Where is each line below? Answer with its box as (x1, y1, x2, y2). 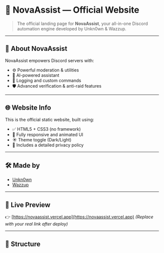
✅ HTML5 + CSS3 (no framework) (12, 126, 81, 132)
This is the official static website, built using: (5, 116, 94, 122)
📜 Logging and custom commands (12, 77, 82, 83)
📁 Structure (5, 240, 41, 248)
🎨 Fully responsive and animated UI (12, 132, 83, 138)
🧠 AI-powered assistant (12, 72, 60, 78)
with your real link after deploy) (5, 221, 68, 227)
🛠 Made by (5, 161, 40, 169)
